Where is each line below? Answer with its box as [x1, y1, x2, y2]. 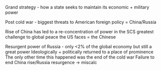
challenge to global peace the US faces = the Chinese [5, 34, 116, 40]
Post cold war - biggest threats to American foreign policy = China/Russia [5, 19, 157, 25]
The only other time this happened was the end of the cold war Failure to [5, 54, 155, 60]
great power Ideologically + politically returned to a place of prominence [5, 49, 154, 55]
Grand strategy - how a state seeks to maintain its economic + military [5, 4, 150, 10]
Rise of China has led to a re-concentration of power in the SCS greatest [5, 29, 154, 34]
